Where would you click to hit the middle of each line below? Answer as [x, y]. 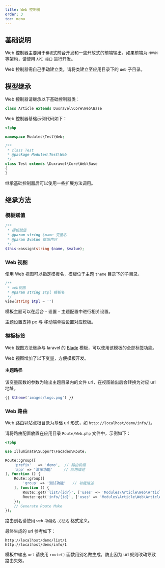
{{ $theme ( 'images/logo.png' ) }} [39, 397]
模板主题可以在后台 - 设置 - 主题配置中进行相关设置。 [59, 312]
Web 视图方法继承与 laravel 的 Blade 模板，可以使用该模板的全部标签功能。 [81, 347]
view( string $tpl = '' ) [29, 301]
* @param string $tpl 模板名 [36, 292]
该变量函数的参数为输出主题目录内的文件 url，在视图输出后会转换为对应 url [81, 382]
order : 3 [14, 14]
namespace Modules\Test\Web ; [35, 137]
